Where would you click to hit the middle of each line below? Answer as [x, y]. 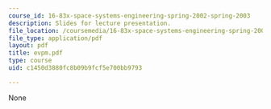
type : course [30, 61]
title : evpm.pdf [35, 53]
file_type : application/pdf [56, 38]
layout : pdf [28, 46]
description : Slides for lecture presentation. [90, 23]
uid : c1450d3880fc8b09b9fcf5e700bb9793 [75, 68]
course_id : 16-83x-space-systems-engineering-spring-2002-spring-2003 [129, 16]
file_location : [34, 30]
